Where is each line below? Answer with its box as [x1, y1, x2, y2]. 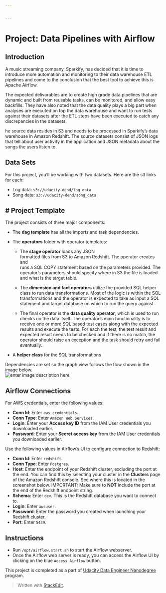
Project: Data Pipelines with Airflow [5, 33, 156, 44]
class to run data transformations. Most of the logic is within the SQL [19, 290, 161, 296]
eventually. [19, 342, 42, 348]
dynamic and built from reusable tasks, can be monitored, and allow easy [5, 97, 156, 103]
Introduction [5, 53, 45, 61]
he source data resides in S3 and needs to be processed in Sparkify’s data [5, 128, 158, 134]
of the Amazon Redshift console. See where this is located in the [12, 477, 146, 483]
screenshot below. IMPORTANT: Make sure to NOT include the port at [12, 482, 156, 488]
